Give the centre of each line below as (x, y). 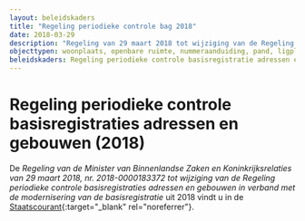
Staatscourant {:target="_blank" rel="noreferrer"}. (102, 207)
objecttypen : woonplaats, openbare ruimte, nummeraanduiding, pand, (142, 52)
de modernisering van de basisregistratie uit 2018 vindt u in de (127, 197)
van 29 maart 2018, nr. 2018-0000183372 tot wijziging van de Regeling (143, 178)
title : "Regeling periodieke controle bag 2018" (103, 26)
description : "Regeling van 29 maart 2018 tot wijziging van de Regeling (152, 43)
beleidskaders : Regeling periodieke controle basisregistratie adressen (150, 60)
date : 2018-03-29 (42, 34)
